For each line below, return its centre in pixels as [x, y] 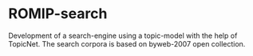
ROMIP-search [58, 14]
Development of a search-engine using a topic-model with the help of [123, 35]
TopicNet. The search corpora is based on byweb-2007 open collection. [127, 43]
